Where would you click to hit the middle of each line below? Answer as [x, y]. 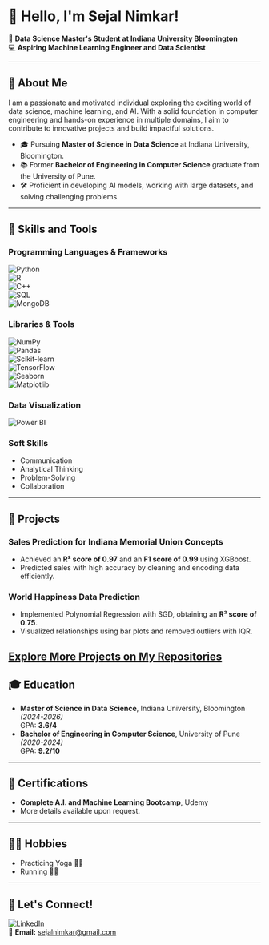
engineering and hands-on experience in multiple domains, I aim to [119, 119]
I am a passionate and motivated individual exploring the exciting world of [130, 103]
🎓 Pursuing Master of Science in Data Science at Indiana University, [134, 144]
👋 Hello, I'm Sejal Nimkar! [94, 16]
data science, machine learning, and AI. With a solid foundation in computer [133, 111]
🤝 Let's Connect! [51, 904]
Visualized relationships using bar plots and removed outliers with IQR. [136, 631]
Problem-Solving [48, 478]
